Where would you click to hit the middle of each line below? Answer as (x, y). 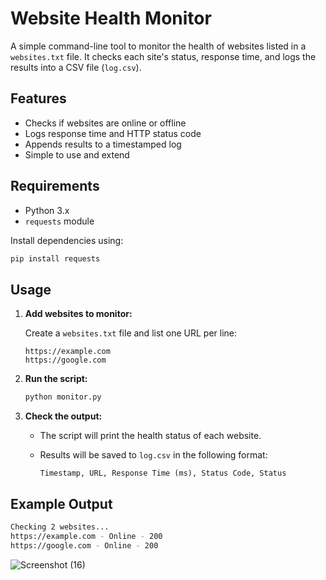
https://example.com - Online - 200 (86, 536)
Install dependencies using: (67, 240)
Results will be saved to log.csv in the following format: (153, 455)
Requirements (55, 186)
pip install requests (55, 258)
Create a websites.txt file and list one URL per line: (131, 333)
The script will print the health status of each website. (150, 436)
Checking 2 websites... (60, 527)
